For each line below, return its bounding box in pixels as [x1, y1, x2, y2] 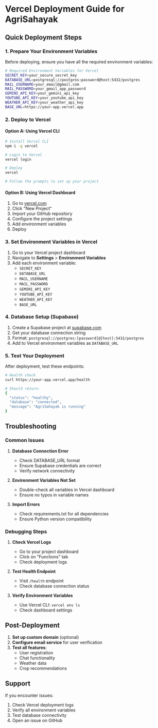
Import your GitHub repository [12, 211, 73, 216]
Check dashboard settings [19, 607, 72, 613]
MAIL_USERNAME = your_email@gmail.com [5, 82, 79, 87]
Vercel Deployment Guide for [5, 3, 125, 15]
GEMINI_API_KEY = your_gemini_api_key [5, 91, 79, 96]
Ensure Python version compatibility [19, 516, 92, 522]
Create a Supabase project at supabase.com [12, 324, 102, 330]
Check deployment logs [19, 559, 67, 565]
